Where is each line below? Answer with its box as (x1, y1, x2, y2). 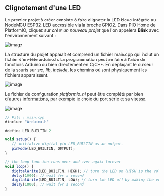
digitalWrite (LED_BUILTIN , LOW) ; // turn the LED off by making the (11, 177, 154, 182)
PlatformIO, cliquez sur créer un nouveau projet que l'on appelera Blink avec (5, 27, 159, 33)
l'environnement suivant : (5, 32, 56, 38)
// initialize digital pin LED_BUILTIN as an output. (11, 141, 123, 147)
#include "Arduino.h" (5, 119, 49, 124)
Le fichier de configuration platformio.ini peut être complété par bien (5, 91, 143, 97)
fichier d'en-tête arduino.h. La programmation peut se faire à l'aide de (5, 56, 145, 62)
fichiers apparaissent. (5, 72, 49, 78)
